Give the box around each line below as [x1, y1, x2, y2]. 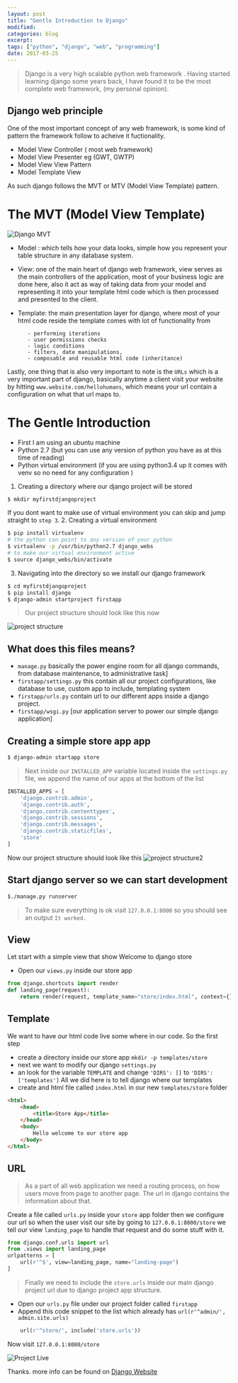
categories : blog [7, 30, 59, 38]
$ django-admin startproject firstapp [7, 596, 122, 603]
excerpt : [7, 37, 33, 44]
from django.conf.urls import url [7, 1239, 110, 1246]
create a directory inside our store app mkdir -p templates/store [17, 1052, 208, 1061]
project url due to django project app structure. [24, 1285, 162, 1294]
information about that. [24, 1196, 92, 1205]
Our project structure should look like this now [24, 609, 160, 617]
